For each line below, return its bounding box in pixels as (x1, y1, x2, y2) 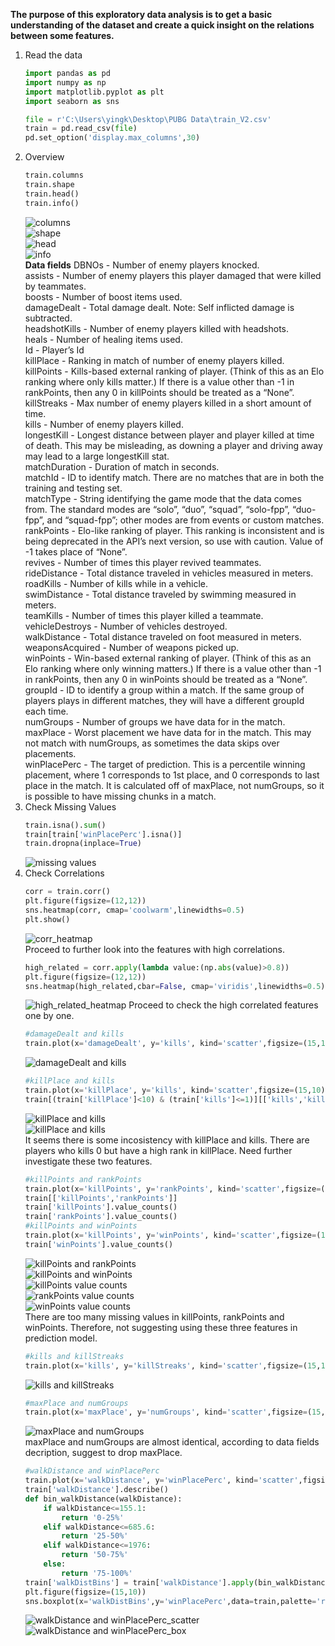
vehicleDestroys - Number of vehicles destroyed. (24, 620, 228, 632)
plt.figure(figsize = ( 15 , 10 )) (24, 1587, 147, 1597)
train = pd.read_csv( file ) (24, 124, 138, 134)
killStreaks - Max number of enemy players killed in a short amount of (24, 397, 312, 409)
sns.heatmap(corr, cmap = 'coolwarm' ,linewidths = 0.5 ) (24, 905, 245, 915)
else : (43, 1559, 67, 1569)
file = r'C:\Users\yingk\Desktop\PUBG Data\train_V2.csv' (24, 114, 272, 124)
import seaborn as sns (24, 96, 120, 106)
